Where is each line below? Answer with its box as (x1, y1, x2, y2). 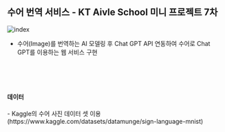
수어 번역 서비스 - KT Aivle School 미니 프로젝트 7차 (7, 6, 218, 19)
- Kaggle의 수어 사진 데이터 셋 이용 (7, 109, 101, 118)
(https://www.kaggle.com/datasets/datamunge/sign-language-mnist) (7, 118, 204, 126)
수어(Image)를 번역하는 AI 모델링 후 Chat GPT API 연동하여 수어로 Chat (17, 39, 211, 47)
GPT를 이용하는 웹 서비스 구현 (17, 47, 98, 56)
